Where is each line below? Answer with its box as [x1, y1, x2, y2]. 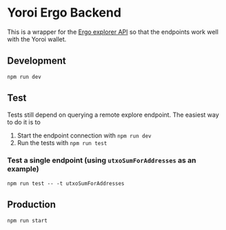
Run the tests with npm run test [17, 138, 107, 146]
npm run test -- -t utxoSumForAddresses [7, 180, 125, 187]
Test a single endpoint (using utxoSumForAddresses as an [7, 155, 196, 165]
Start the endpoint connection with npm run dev [17, 131, 152, 140]
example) [7, 164, 39, 174]
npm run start [7, 217, 48, 224]
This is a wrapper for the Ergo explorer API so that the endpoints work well [7, 28, 219, 36]
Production [7, 199, 56, 211]
